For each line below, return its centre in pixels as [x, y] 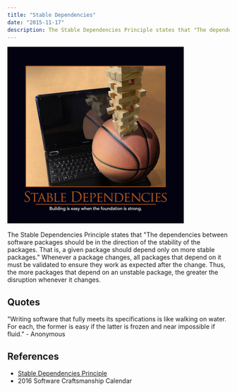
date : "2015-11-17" [36, 22]
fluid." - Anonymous [36, 334]
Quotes [24, 302]
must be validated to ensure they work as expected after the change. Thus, [116, 265]
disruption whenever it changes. [54, 280]
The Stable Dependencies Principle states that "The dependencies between [117, 235]
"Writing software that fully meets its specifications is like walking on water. [117, 319]
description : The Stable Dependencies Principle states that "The [107, 30]
